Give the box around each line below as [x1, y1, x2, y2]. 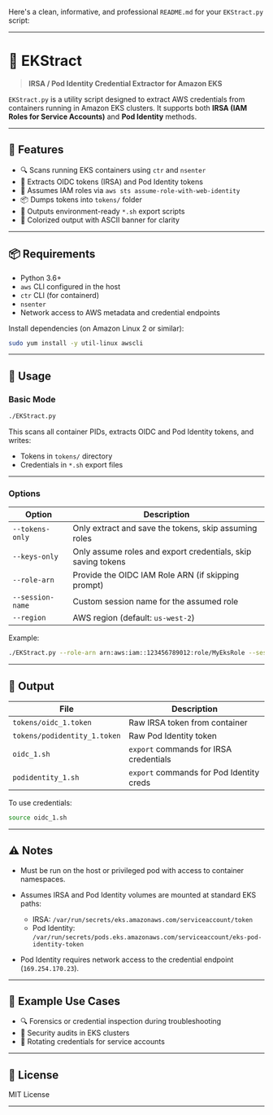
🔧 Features [8, 143, 64, 157]
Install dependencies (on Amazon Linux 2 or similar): [8, 323, 184, 333]
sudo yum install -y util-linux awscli [8, 339, 144, 347]
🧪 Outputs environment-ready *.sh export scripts [19, 206, 185, 216]
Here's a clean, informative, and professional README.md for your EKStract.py [8, 7, 264, 16]
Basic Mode [8, 393, 56, 405]
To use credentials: [8, 797, 72, 807]
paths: [19, 898, 42, 908]
